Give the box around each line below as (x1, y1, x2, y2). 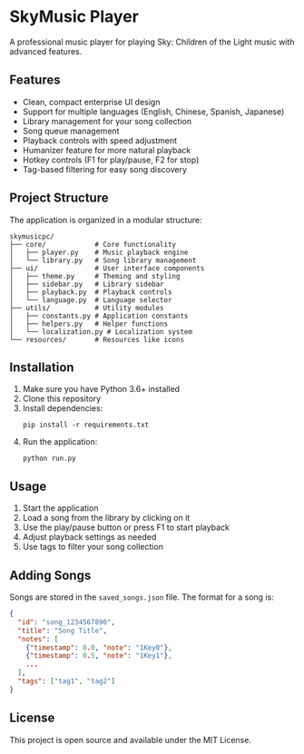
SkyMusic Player (9, 6, 139, 27)
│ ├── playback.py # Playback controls (9, 288, 172, 297)
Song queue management (22, 125, 120, 136)
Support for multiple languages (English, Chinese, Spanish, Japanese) (22, 106, 285, 117)
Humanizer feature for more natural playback (22, 144, 191, 155)
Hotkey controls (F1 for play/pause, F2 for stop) (22, 154, 200, 165)
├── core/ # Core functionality (9, 240, 177, 249)
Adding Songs (9, 567, 92, 583)
